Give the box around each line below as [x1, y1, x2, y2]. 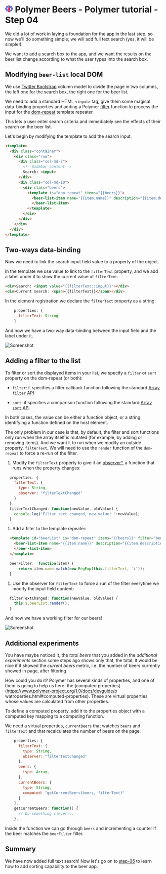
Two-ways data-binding [5, 246, 81, 254]
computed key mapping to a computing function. [5, 713, 105, 719]
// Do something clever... [18, 811, 74, 816]
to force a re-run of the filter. [19, 450, 78, 456]
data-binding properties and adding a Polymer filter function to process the [5, 103, 158, 110]
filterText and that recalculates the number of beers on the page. [5, 728, 141, 734]
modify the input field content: [12, 585, 74, 591]
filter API [12, 390, 35, 396]
